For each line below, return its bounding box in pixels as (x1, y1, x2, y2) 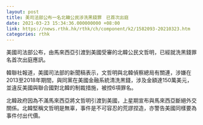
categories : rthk (6, 31, 50, 37)
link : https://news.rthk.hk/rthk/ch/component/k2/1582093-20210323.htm (6, 25, 190, 32)
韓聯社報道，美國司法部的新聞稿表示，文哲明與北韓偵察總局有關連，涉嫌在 (6, 69, 192, 76)
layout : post (6, 8, 39, 15)
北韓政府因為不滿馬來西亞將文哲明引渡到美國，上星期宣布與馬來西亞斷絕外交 (6, 97, 197, 104)
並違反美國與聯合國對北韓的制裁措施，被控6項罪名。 (6, 84, 137, 91)
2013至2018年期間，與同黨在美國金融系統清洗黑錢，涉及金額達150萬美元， (6, 77, 193, 84)
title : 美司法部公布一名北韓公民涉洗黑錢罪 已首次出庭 (6, 14, 129, 21)
